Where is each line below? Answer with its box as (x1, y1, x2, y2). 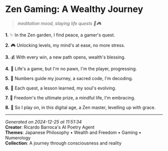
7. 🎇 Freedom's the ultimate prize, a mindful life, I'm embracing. (5, 94, 135, 100)
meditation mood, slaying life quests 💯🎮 (17, 20, 101, 26)
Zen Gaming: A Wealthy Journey (5, 3, 143, 15)
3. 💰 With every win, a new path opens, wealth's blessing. (5, 54, 126, 60)
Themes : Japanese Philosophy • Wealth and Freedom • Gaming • (5, 129, 141, 135)
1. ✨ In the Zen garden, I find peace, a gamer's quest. (5, 31, 115, 38)
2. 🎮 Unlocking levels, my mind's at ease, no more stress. (5, 42, 125, 48)
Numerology (5, 134, 31, 140)
